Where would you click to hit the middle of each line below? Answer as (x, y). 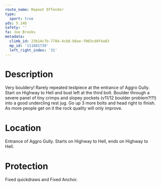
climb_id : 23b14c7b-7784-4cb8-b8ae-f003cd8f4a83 (59, 41)
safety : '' (16, 28)
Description (29, 74)
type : (10, 14)
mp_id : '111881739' (29, 46)
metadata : (15, 37)
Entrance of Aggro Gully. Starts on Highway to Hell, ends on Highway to (77, 141)
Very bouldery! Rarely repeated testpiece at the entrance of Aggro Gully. (77, 87)
